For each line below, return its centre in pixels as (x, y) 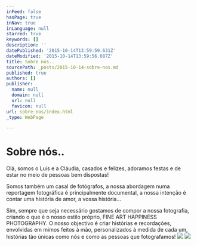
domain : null (28, 95)
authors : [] (21, 78)
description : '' (26, 45)
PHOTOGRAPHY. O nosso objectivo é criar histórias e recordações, (89, 223)
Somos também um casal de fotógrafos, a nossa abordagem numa (88, 186)
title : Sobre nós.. (30, 61)
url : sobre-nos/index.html (40, 112)
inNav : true (21, 23)
